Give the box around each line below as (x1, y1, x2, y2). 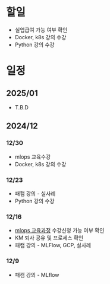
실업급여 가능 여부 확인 (14, 26, 68, 33)
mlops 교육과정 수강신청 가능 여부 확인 (14, 227, 105, 234)
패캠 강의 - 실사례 (14, 190, 56, 197)
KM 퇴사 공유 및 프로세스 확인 (14, 234, 84, 241)
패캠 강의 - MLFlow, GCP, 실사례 (14, 242, 91, 249)
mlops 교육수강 (14, 153, 51, 160)
